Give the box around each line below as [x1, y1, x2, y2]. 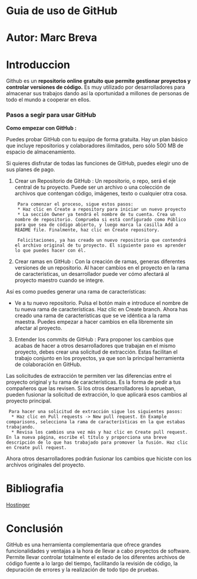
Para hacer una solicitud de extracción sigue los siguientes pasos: [8, 408, 183, 414]
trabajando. [6, 424, 35, 430]
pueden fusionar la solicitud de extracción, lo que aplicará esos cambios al [6, 391, 188, 398]
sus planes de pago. [6, 166, 55, 173]
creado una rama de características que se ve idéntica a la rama [14, 312, 171, 319]
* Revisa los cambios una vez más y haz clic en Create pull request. [11, 429, 188, 435]
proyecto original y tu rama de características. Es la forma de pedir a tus [6, 378, 181, 385]
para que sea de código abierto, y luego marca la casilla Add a [14, 222, 178, 228]
